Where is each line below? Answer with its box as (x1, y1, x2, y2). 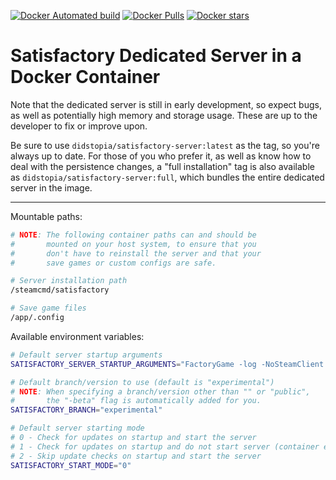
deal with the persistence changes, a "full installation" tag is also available (10, 160, 315, 172)
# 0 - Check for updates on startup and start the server (10, 433, 257, 443)
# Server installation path (10, 276, 128, 286)
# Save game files (10, 303, 87, 314)
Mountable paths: (10, 210, 83, 222)
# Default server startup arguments (10, 350, 163, 360)
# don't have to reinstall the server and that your (10, 248, 262, 259)
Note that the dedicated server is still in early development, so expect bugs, (10, 98, 322, 110)
